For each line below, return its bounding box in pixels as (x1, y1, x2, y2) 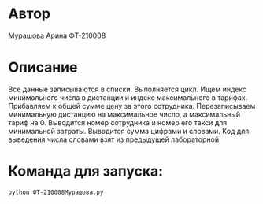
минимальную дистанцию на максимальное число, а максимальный (8, 109, 241, 119)
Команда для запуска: (8, 162, 164, 180)
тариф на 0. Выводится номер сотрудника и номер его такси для (8, 117, 228, 127)
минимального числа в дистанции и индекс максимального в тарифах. (8, 92, 248, 102)
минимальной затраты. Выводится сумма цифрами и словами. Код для (8, 126, 250, 135)
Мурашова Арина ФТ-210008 (8, 31, 106, 40)
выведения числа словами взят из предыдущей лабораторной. (8, 135, 221, 144)
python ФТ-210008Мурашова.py (8, 188, 104, 196)
